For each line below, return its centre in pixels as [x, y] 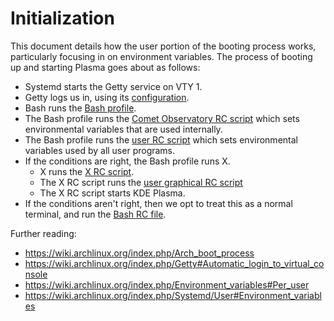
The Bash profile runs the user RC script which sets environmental [161, 139]
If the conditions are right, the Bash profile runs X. [127, 161]
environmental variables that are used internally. [123, 129]
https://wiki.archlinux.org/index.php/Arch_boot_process [139, 253]
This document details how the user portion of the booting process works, [163, 46]
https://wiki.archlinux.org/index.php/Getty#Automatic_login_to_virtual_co [174, 263]
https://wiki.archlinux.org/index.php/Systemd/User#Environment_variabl [173, 295]
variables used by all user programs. [100, 150]
